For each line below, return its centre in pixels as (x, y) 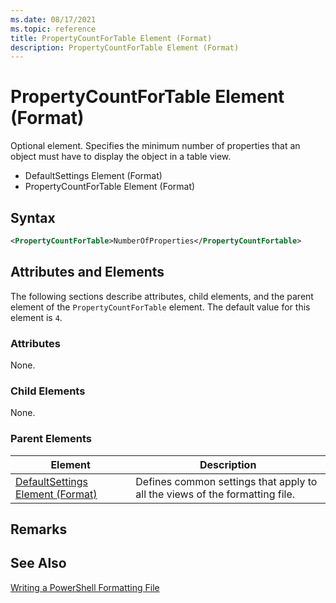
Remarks (39, 529)
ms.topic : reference (53, 29)
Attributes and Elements (87, 272)
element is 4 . (36, 317)
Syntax (33, 217)
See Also (38, 563)
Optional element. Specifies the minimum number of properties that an (155, 146)
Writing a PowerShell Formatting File (85, 587)
